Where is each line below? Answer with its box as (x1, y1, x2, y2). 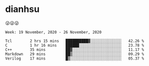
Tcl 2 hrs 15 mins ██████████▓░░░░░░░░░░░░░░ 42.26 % (5, 38, 144, 43)
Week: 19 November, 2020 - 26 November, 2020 (5, 29, 101, 34)
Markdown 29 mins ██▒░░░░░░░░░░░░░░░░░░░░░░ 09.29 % (5, 51, 144, 56)
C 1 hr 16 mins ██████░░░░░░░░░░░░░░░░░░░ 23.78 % (5, 42, 144, 48)
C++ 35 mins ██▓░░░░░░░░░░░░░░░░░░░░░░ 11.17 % (5, 47, 144, 52)
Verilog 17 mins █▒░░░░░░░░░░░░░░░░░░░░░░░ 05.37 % (5, 56, 144, 61)
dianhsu (5, 3, 40, 15)
